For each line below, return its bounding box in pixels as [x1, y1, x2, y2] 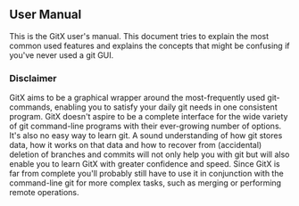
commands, [9, 102, 54, 112]
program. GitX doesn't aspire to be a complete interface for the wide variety [9, 111, 288, 122]
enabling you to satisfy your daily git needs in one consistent [54, 102, 278, 112]
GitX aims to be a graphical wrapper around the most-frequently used [9, 93, 266, 103]
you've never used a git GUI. [9, 49, 114, 61]
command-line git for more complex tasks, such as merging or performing [9, 177, 282, 188]
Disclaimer [9, 71, 57, 84]
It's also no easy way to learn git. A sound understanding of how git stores [9, 130, 283, 141]
